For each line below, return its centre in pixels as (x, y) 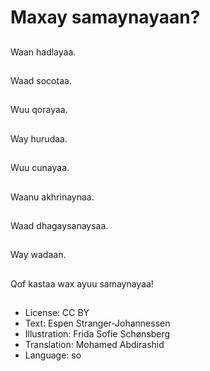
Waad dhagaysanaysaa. (59, 225)
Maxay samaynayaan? (105, 17)
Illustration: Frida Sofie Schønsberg (97, 334)
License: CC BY (57, 313)
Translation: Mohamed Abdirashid (94, 345)
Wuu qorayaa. (39, 110)
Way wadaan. (38, 255)
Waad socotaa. (41, 80)
